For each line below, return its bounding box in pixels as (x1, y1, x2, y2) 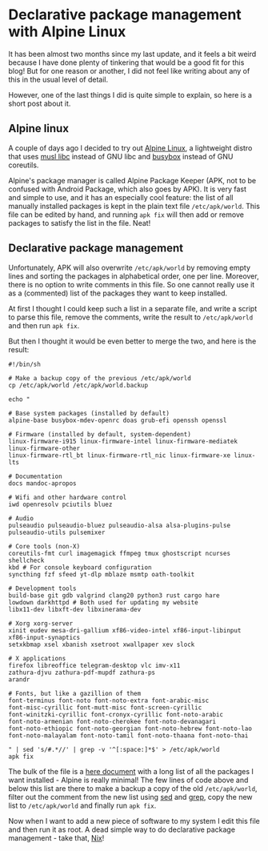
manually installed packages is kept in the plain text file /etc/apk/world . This (8, 201, 260, 211)
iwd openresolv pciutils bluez (8, 500, 113, 508)
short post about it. (8, 98, 71, 108)
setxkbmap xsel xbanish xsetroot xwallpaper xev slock (8, 640, 195, 648)
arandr (8, 675, 30, 684)
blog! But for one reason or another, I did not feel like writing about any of (8, 66, 250, 75)
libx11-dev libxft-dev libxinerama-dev (8, 605, 142, 613)
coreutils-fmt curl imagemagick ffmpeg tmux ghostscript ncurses (8, 549, 230, 557)
